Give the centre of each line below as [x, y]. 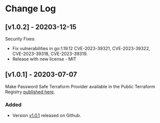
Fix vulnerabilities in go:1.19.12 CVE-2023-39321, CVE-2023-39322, [81, 48]
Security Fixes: [20, 39]
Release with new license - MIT [44, 59]
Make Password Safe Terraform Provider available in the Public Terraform [80, 86]
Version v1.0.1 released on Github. [47, 116]
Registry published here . [30, 92]
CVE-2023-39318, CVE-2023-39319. [50, 54]
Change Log [30, 9]
